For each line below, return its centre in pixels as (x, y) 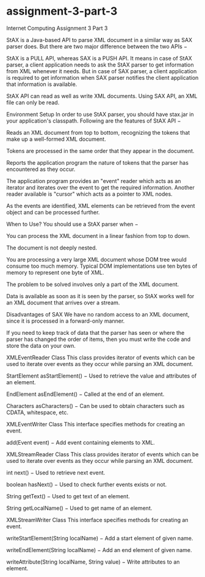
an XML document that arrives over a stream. (63, 303)
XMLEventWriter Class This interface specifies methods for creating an (95, 424)
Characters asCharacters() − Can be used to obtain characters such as (95, 406)
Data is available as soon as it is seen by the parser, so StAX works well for (100, 296)
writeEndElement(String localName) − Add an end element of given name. (99, 550)
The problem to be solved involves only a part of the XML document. (93, 284)
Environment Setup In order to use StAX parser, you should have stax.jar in (100, 114)
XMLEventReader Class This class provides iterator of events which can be (101, 357)
